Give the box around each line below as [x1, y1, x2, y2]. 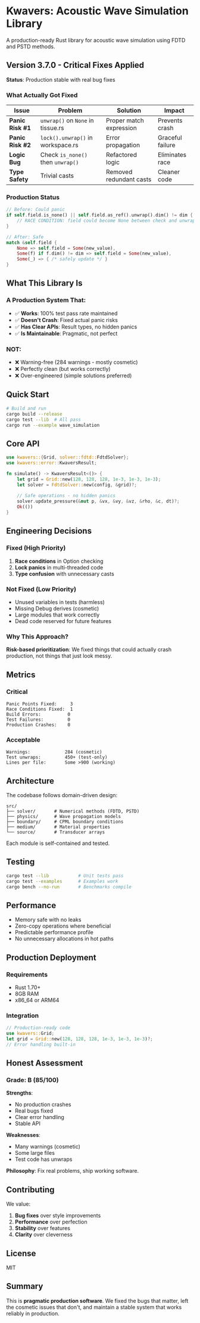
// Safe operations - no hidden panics [17, 493, 116, 499]
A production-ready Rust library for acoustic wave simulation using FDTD [6, 36, 186, 44]
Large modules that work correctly [14, 611, 100, 618]
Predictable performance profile [14, 929, 93, 936]
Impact [164, 106, 185, 114]
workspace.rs [40, 141, 79, 150]
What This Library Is [6, 278, 83, 289]
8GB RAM [14, 990, 39, 997]
